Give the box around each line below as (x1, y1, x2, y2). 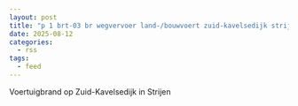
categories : (9, 37, 53, 47)
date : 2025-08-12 (9, 29, 74, 38)
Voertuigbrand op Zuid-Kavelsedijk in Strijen (9, 86, 171, 97)
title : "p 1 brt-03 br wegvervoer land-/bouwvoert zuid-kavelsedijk (9, 21, 268, 30)
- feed (17, 63, 42, 72)
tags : (9, 54, 29, 63)
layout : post (9, 12, 58, 22)
